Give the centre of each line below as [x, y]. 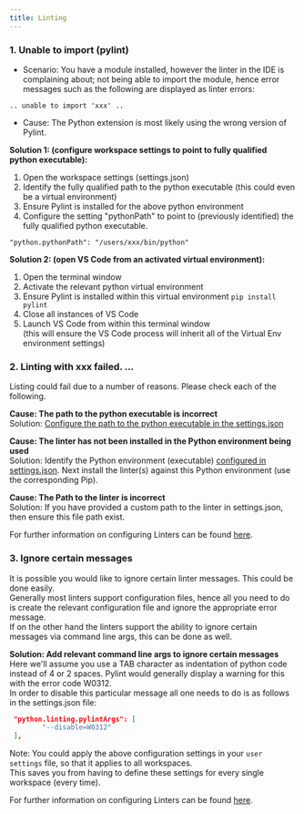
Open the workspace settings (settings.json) [106, 177]
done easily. [32, 588]
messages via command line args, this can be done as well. [121, 636]
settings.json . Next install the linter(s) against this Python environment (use [150, 470]
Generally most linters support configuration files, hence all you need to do [150, 597]
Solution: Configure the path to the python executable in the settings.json [147, 424]
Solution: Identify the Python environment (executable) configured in [138, 460]
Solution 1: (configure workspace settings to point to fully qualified [138, 149]
